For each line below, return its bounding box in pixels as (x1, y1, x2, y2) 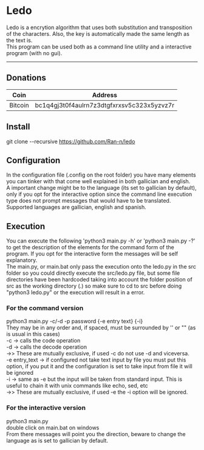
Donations (6, 73, 47, 83)
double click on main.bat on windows (6, 424, 100, 431)
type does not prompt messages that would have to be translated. (6, 197, 171, 204)
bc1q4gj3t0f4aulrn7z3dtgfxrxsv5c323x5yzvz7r (35, 101, 175, 109)
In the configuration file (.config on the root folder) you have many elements (6, 171, 196, 179)
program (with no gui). (6, 49, 63, 56)
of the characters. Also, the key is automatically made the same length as (6, 30, 190, 37)
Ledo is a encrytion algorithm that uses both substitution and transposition (6, 24, 192, 31)
